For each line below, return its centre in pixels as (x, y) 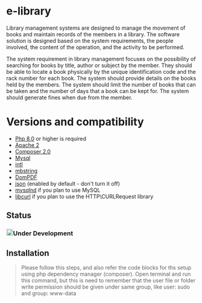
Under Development (43, 233)
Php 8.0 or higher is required (50, 138)
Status (19, 216)
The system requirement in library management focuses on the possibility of (101, 59)
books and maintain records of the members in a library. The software (93, 34)
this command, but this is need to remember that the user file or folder (108, 280)
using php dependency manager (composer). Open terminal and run (106, 274)
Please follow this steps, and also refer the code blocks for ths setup (106, 268)
